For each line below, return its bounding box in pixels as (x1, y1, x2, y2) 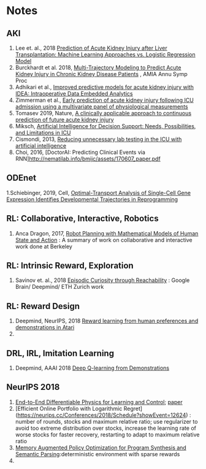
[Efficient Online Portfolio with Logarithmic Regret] (15, 405, 143, 412)
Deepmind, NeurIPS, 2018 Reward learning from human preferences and (15, 317, 199, 325)
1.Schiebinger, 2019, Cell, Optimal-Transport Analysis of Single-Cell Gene (6, 189, 191, 196)
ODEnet (6, 173, 37, 183)
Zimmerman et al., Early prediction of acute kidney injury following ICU (15, 96, 194, 104)
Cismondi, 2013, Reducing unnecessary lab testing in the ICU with (15, 135, 182, 143)
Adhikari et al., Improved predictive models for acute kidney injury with (15, 83, 194, 91)
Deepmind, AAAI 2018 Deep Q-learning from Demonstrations (15, 364, 170, 372)
